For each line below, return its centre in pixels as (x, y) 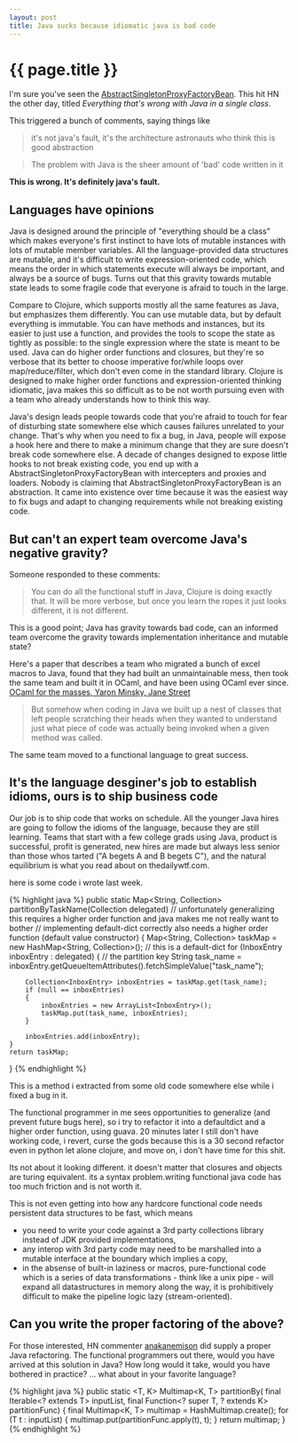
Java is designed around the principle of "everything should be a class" (140, 231)
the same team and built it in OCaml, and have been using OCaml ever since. (149, 683)
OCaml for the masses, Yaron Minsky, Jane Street (100, 692)
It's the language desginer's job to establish (133, 783)
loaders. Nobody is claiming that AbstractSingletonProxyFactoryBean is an (145, 483)
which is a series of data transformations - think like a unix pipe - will (148, 1277)
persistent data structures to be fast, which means (101, 1213)
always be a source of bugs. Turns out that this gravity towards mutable (141, 279)
